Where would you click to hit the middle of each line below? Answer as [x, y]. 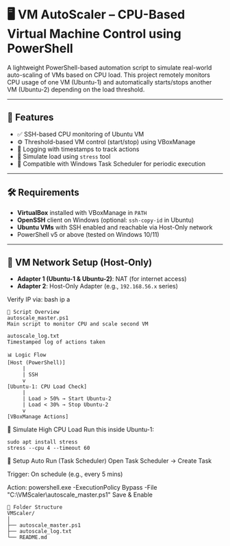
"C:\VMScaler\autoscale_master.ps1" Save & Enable [80, 495]
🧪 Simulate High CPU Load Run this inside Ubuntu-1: [80, 430]
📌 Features [30, 118]
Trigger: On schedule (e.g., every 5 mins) [65, 474]
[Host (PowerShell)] [37, 363]
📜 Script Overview [33, 312]
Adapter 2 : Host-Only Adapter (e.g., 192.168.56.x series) [98, 286]
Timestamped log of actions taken [56, 342]
